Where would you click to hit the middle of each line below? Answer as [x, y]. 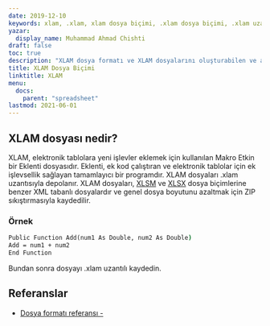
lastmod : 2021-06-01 [43, 105]
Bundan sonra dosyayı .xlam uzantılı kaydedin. [85, 268]
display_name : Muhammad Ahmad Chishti [81, 38]
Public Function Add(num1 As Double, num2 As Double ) [100, 238]
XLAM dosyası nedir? [63, 138]
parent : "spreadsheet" [61, 98]
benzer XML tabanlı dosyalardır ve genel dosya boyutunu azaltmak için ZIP [132, 192]
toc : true [25, 53]
